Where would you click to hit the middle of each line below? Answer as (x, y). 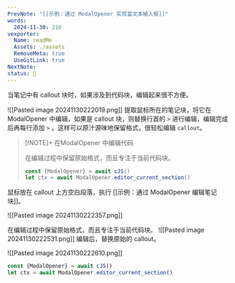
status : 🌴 (22, 73)
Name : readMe (33, 41)
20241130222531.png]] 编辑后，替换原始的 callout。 (84, 239)
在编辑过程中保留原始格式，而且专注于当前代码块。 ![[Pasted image (106, 230)
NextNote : (22, 67)
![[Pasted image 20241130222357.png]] (65, 215)
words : (17, 21)
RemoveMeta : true (39, 54)
